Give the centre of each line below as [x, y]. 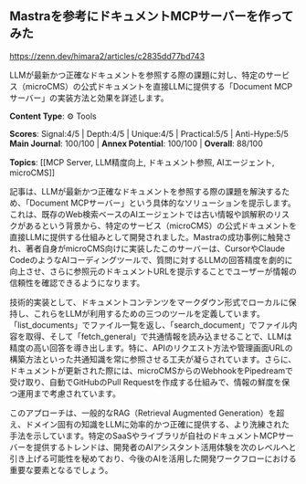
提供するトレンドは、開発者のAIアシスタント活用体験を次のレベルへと [165, 447]
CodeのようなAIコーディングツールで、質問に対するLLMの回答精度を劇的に [151, 259]
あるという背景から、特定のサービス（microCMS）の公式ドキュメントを [161, 226]
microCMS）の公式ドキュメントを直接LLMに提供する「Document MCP [159, 86]
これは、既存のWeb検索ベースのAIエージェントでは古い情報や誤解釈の [142, 214]
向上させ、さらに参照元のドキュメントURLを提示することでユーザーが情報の [153, 271]
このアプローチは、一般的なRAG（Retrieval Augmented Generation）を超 [147, 413]
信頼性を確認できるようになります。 [77, 282]
